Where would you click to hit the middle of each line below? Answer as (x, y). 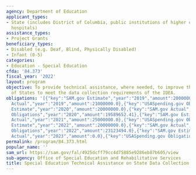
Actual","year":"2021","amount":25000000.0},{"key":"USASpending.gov (97, 120)
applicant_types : (27, 17)
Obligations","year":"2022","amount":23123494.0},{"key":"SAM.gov (94, 131)
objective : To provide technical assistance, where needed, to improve (95, 87)
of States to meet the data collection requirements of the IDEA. (94, 93)
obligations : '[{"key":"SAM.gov (45, 98)
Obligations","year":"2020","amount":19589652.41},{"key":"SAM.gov (95, 114)
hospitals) (24, 28)
